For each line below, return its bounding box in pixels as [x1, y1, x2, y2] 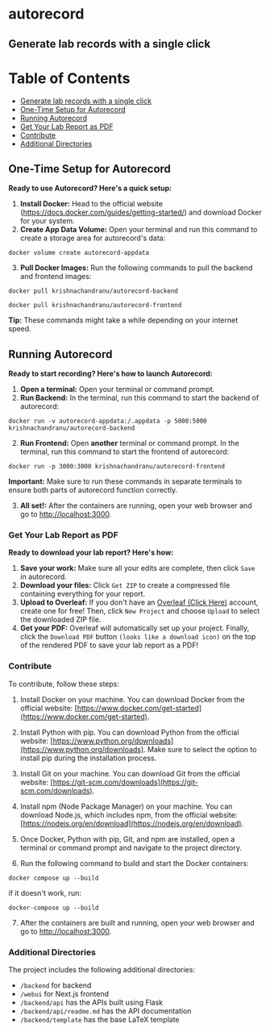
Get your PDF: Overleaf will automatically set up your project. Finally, [19, 623, 250, 633]
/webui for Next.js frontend [19, 989, 110, 999]
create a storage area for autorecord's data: [19, 233, 166, 243]
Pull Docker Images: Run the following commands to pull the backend [19, 263, 253, 273]
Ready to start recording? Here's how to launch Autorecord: [8, 368, 214, 379]
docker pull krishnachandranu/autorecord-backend [8, 287, 179, 295]
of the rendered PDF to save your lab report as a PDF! [19, 640, 199, 650]
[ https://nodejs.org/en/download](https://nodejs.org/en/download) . [19, 818, 244, 828]
